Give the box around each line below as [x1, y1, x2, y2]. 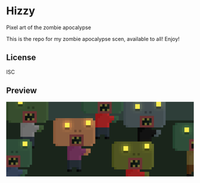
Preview [6, 86, 37, 96]
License [6, 52, 36, 63]
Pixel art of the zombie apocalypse [6, 24, 92, 31]
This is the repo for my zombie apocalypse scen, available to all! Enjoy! [6, 35, 180, 42]
